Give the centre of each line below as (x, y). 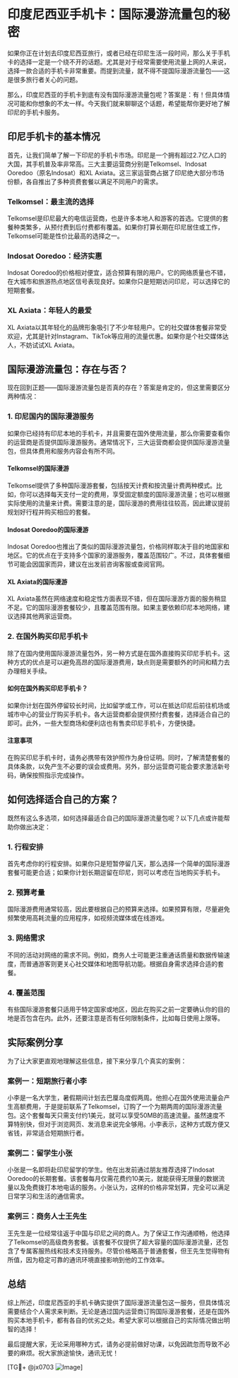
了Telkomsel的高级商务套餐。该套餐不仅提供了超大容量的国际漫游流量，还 (115, 1242)
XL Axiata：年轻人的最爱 (49, 310)
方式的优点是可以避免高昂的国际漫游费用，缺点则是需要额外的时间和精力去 (121, 662)
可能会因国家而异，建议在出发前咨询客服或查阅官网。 (90, 564)
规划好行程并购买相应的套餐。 (50, 512)
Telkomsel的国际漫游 (38, 469)
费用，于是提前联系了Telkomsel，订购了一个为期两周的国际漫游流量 (124, 1107)
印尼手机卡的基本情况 (54, 137)
